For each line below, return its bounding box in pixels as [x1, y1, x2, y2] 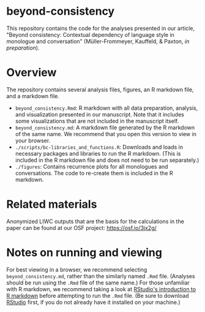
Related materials [6, 197, 97, 211]
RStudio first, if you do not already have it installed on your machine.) [6, 299, 181, 306]
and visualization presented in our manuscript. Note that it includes [15, 110, 185, 118]
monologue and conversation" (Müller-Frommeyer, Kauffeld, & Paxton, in [6, 37, 190, 45]
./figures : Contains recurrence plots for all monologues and [15, 162, 168, 170]
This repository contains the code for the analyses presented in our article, [6, 25, 195, 32]
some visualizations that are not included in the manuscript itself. [15, 117, 179, 124]
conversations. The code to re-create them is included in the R [15, 169, 173, 177]
